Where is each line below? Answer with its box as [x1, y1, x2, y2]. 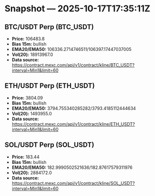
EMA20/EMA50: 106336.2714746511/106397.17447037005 [11, 47, 132, 52]
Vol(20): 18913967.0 [11, 51, 53, 57]
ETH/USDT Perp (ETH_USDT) [4, 82, 95, 90]
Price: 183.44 [11, 154, 40, 160]
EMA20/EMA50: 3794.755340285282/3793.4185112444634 [11, 105, 136, 111]
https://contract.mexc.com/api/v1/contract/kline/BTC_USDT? [11, 62, 135, 68]
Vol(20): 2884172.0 [11, 169, 52, 176]
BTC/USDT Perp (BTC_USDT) [4, 23, 94, 31]
